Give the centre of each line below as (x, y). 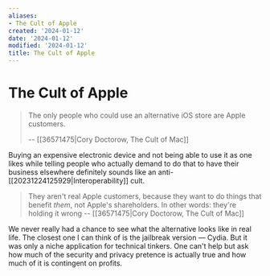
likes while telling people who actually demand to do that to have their (124, 163)
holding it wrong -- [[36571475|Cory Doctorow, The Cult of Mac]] (136, 213)
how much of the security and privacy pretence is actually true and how (127, 254)
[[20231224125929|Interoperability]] (68, 180)
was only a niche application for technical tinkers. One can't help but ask (129, 245)
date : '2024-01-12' (41, 38)
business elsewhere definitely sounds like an (82, 172)
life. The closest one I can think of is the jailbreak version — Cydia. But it (128, 237)
